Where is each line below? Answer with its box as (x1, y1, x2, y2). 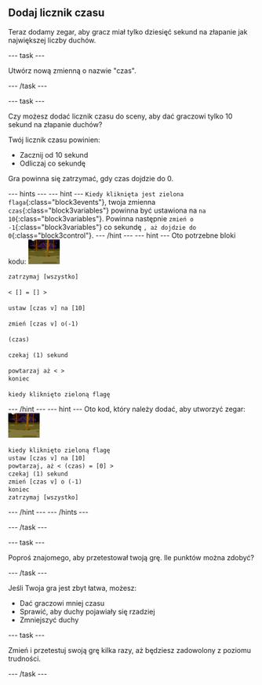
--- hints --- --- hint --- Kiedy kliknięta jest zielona (8, 188, 184, 199)
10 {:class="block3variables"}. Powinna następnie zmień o (8, 213, 194, 223)
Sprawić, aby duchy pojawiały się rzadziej (19, 607, 155, 616)
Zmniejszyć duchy (19, 615, 79, 625)
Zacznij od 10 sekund (19, 150, 89, 159)
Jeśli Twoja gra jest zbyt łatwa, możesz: (8, 583, 137, 592)
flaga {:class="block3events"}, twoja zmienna (8, 197, 156, 206)
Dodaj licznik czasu (8, 6, 105, 20)
